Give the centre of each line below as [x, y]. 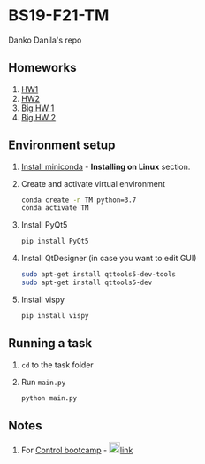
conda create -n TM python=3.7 [79, 200]
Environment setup [62, 146]
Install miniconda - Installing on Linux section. [106, 166]
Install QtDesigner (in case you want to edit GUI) [109, 259]
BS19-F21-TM [59, 15]
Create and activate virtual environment [93, 183]
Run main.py [43, 382]
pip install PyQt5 [55, 241]
